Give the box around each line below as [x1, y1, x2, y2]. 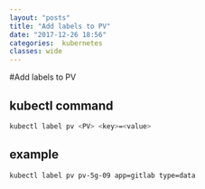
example [9, 146, 60, 163]
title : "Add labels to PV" [9, 22, 111, 31]
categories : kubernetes [9, 38, 103, 48]
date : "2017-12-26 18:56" [9, 30, 107, 39]
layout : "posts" [9, 13, 70, 23]
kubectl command [9, 98, 114, 113]
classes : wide [9, 47, 63, 56]
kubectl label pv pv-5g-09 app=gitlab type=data [9, 171, 196, 180]
